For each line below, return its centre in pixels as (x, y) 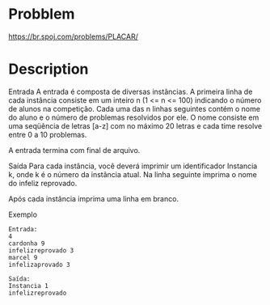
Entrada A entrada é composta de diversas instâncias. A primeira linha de (131, 91)
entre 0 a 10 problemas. (48, 134)
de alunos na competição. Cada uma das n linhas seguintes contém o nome (135, 108)
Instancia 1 (28, 286)
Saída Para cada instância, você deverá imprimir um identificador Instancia (133, 166)
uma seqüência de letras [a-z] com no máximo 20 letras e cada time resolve (135, 125)
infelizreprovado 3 (41, 250)
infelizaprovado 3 (39, 265)
